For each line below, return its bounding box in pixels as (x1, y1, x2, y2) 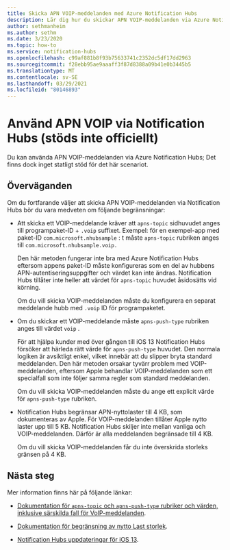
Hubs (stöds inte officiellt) (7, 131, 159, 146)
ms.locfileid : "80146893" (7, 86, 81, 93)
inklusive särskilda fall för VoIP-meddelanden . (16, 508, 146, 517)
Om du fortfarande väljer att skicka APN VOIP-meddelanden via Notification (7, 198, 220, 206)
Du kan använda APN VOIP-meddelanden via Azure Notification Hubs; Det (7, 153, 216, 162)
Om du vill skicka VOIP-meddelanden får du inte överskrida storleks (16, 442, 208, 451)
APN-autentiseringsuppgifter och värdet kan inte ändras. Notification (16, 268, 212, 277)
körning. (16, 283, 41, 291)
